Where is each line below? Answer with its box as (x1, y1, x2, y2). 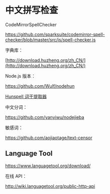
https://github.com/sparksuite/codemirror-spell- (5, 31, 105, 37)
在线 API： (5, 173, 27, 179)
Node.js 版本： (5, 73, 36, 79)
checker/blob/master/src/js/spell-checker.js (5, 36, 96, 43)
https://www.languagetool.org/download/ (5, 162, 91, 169)
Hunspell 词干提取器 (5, 93, 47, 99)
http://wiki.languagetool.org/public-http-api (5, 183, 95, 189)
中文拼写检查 (5, 5, 59, 16)
